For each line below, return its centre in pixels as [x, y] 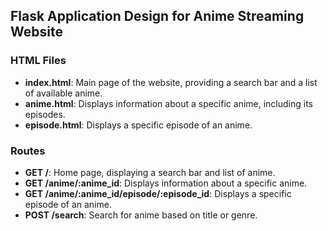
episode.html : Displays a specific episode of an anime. [138, 125]
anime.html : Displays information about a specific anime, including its [168, 103]
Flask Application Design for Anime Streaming [157, 16]
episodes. [45, 114]
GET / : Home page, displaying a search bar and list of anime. [150, 172]
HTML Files [38, 61]
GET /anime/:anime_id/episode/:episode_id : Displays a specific [158, 193]
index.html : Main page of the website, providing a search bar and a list [171, 82]
